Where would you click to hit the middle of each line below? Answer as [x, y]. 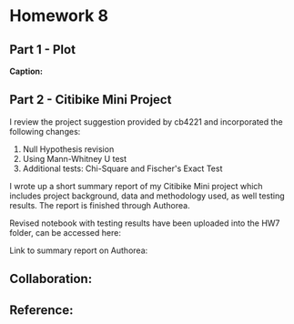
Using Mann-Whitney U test [75, 158]
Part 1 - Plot [42, 50]
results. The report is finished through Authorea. [100, 205]
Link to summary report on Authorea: [79, 250]
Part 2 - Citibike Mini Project [91, 100]
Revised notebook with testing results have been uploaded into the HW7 [145, 223]
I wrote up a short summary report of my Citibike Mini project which [136, 186]
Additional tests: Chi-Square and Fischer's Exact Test [122, 168]
